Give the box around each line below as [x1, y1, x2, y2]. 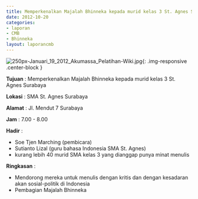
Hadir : [6, 127, 23, 134]
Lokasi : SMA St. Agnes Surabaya [6, 92, 88, 100]
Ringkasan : [6, 162, 36, 170]
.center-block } [6, 64, 43, 71]
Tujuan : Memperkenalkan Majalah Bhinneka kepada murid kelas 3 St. [6, 75, 176, 82]
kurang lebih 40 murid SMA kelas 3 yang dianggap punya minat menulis [14, 151, 190, 158]
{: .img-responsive [142, 57, 187, 65]
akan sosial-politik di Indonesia [14, 180, 90, 187]
